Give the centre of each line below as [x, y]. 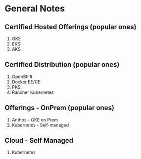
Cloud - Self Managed [39, 140]
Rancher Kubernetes [33, 92]
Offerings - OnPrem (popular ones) [60, 108]
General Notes [35, 9]
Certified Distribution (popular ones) [62, 65]
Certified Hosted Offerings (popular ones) [70, 27]
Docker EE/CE [26, 81]
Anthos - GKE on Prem [35, 119]
